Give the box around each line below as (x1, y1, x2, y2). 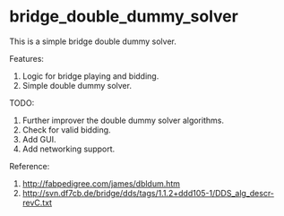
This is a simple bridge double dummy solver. (9, 36, 176, 47)
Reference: (9, 160, 50, 171)
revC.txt (22, 197, 52, 208)
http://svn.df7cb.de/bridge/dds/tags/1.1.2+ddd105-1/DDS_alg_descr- (22, 187, 275, 198)
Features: (9, 53, 45, 64)
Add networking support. (22, 143, 116, 154)
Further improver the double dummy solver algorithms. (22, 115, 224, 125)
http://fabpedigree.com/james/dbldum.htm (22, 177, 181, 189)
